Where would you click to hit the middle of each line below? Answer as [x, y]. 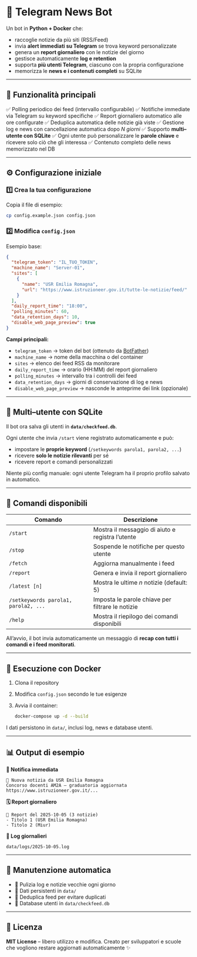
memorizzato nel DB [31, 149]
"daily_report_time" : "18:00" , [50, 306]
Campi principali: [27, 339]
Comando [48, 520]
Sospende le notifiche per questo [139, 546]
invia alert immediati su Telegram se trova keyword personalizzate [96, 46]
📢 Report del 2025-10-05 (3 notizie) [52, 815]
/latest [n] [26, 586]
